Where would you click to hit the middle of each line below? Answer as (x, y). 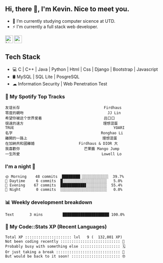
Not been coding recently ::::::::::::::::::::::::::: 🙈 (65, 241)
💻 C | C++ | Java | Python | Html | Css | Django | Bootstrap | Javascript (85, 69)
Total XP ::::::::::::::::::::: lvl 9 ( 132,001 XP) (64, 237)
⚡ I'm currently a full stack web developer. (55, 26)
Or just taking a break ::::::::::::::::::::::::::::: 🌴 (65, 252)
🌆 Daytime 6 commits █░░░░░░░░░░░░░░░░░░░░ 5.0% (64, 181)
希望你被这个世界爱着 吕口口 (60, 118)
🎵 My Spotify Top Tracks (35, 96)
